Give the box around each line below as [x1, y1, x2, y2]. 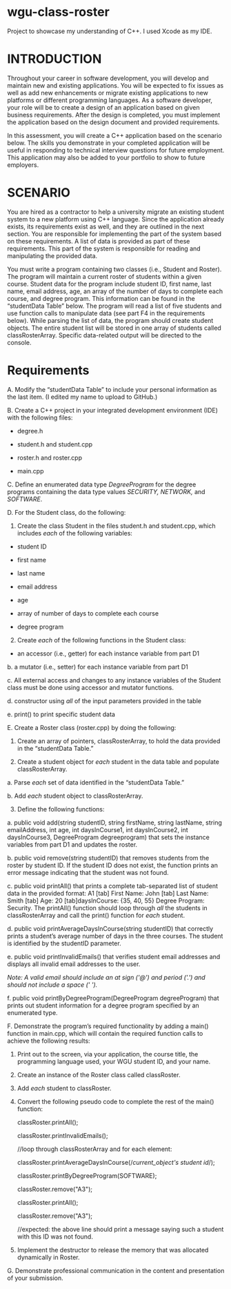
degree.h [17, 426, 43, 435]
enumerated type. [7, 1008, 58, 1016]
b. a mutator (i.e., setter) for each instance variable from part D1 [7, 662, 188, 671]
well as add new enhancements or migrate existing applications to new [7, 88, 208, 97]
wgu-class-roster [7, 4, 110, 20]
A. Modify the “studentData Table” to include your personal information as [7, 385, 217, 393]
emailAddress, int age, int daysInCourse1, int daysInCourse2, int [7, 825, 188, 834]
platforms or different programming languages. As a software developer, [7, 96, 212, 104]
